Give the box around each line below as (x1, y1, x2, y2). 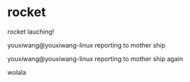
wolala (7, 68, 27, 76)
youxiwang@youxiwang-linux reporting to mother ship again (7, 54, 184, 63)
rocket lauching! (7, 27, 54, 36)
